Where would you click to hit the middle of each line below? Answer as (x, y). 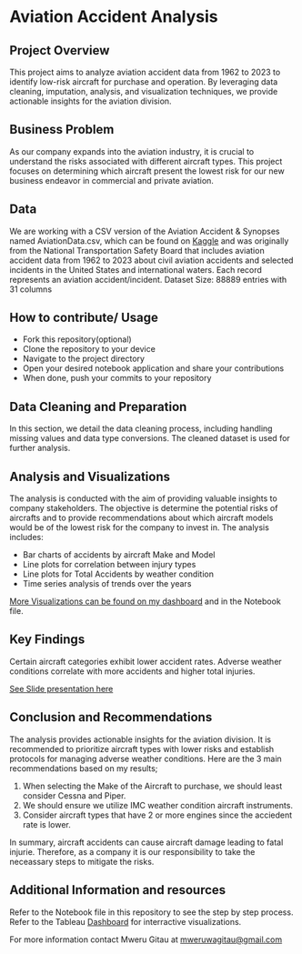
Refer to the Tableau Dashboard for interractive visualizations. (126, 921)
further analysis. (40, 448)
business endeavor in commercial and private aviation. (111, 180)
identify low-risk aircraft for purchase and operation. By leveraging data (144, 82)
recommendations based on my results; (84, 768)
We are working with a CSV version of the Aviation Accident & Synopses (145, 231)
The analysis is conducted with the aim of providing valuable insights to (143, 498)
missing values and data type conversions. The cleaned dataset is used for (150, 438)
